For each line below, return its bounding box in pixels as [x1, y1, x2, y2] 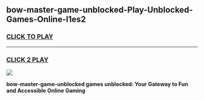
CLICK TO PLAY [6, 33, 53, 41]
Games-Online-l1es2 [6, 15, 86, 25]
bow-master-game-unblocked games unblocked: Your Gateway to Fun [6, 80, 188, 87]
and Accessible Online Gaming [6, 87, 86, 94]
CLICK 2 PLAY [6, 55, 49, 64]
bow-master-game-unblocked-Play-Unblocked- [6, 5, 193, 15]
